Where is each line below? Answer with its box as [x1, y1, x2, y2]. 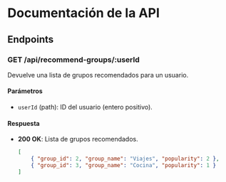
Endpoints [7, 33, 54, 45]
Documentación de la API [7, 5, 160, 21]
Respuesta [7, 119, 41, 127]
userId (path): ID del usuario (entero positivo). [17, 103, 153, 112]
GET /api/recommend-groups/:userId [7, 55, 140, 65]
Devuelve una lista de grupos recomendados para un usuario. [7, 70, 189, 79]
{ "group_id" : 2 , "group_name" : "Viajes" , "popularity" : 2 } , [31, 155, 220, 163]
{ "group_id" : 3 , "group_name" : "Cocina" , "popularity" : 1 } [31, 162, 216, 169]
